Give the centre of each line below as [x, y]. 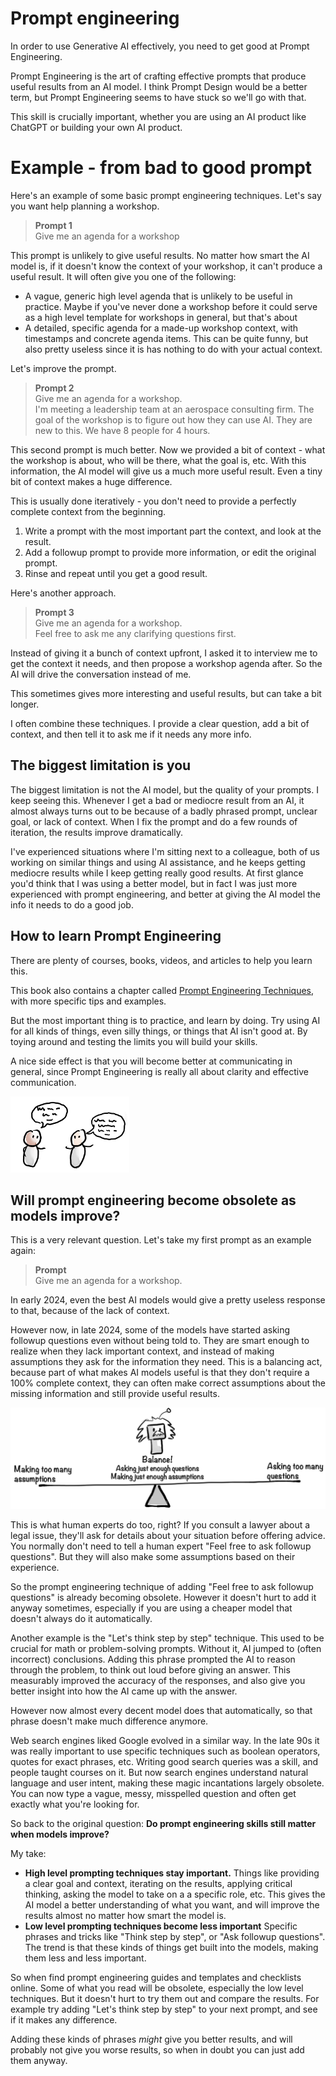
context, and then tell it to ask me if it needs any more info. [131, 734]
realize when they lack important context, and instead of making [142, 1351]
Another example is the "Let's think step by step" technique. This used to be [167, 1638]
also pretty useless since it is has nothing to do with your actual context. [173, 349]
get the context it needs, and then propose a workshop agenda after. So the [166, 663]
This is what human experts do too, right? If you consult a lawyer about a [160, 1524]
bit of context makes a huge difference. [91, 481]
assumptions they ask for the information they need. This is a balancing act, [166, 1362]
